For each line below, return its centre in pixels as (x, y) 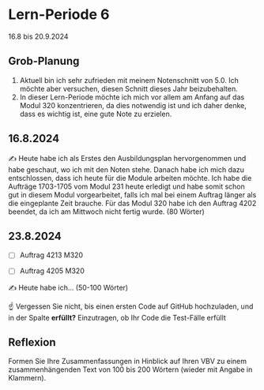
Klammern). (27, 378)
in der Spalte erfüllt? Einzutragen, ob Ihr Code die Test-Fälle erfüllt (117, 317)
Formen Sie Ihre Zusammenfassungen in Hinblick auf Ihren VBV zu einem (128, 362)
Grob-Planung (44, 61)
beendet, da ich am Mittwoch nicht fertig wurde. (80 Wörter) (107, 212)
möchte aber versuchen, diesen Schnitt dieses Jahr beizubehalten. (129, 88)
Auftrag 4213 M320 (51, 255)
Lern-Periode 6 (59, 15)
